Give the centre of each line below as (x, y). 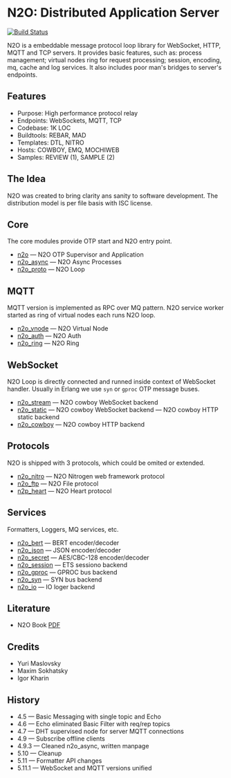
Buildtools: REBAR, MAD (52, 135)
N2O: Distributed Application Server (113, 13)
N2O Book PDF (39, 625)
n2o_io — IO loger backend (56, 586)
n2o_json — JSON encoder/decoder (69, 550)
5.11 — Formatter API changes (59, 761)
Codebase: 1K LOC (44, 128)
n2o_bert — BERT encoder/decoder (68, 543)
